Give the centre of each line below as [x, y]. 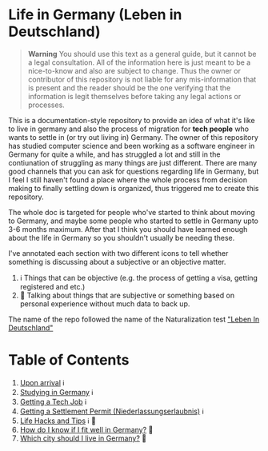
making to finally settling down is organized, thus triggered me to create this [134, 188]
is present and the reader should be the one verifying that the [129, 88]
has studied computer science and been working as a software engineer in [132, 146]
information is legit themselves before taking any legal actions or [134, 96]
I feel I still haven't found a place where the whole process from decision [128, 180]
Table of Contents [69, 360]
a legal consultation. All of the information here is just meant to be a [139, 62]
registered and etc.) [52, 286]
